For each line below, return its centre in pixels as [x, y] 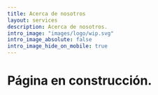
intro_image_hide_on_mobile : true [58, 46]
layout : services [33, 20]
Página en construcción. [80, 81]
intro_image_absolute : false [50, 40]
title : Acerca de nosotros [46, 14]
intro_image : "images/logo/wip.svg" [60, 33]
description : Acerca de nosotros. [58, 27]
